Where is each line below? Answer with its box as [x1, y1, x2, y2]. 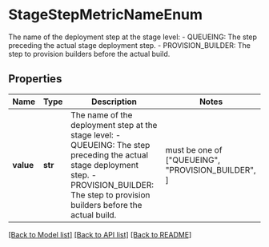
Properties [8, 72, 62, 86]
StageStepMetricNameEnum [8, 6, 203, 24]
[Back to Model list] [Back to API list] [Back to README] [8, 229, 192, 239]
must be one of [165, 144, 223, 155]
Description [91, 96, 138, 107]
